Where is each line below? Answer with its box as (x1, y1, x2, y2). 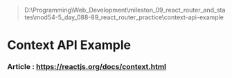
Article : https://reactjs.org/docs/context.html (7, 62, 167, 72)
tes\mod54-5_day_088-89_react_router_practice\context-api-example (24, 13, 224, 21)
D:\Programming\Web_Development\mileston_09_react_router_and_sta (24, 6, 226, 14)
